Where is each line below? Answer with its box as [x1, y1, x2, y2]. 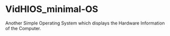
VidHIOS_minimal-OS [5, 3, 98, 15]
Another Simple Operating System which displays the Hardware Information [5, 20, 165, 26]
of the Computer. [5, 25, 41, 31]
